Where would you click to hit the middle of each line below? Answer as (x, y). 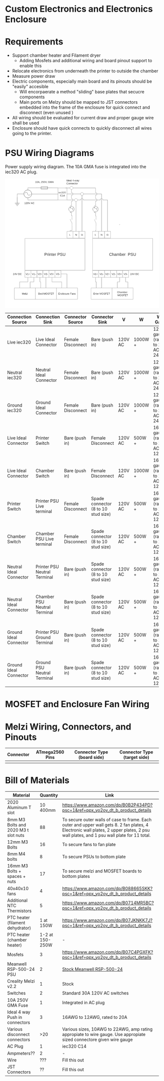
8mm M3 (16, 819)
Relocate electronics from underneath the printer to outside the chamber (85, 71)
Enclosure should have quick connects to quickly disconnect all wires (82, 128)
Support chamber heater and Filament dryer (56, 55)
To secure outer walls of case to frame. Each (107, 819)
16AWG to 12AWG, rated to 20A (95, 1017)
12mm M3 (18, 842)
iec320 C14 (74, 1046)
